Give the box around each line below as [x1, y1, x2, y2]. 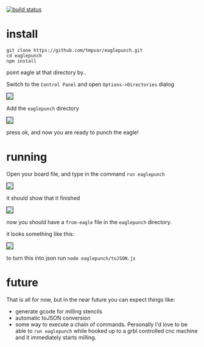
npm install [6, 58, 37, 64]
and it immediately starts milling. [15, 334, 96, 341]
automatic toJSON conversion [15, 314, 91, 321]
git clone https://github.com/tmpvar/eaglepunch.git [6, 47, 143, 53]
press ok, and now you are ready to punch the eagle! [6, 128, 139, 136]
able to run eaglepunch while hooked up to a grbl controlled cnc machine [15, 327, 198, 334]
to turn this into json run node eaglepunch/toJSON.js [6, 254, 136, 261]
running [6, 150, 47, 164]
